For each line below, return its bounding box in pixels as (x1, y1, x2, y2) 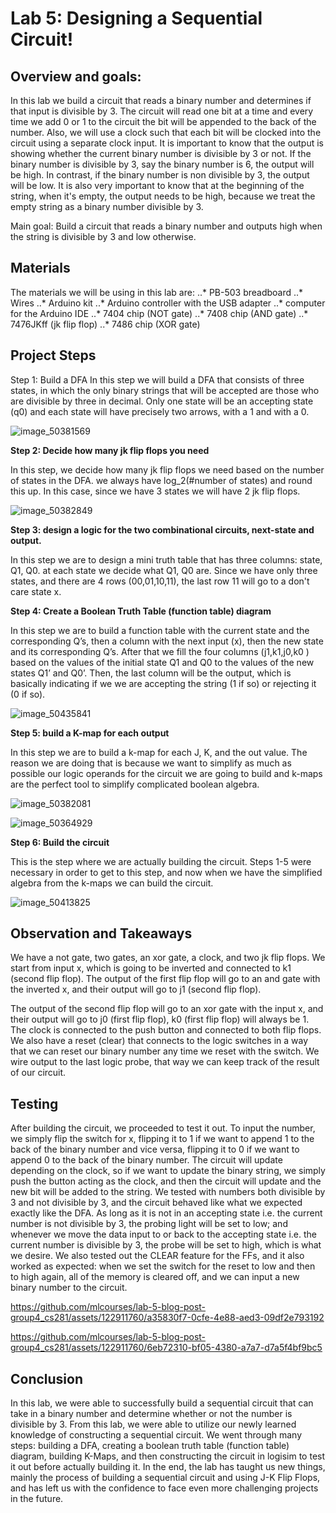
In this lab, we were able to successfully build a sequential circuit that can (10, 1397, 314, 1409)
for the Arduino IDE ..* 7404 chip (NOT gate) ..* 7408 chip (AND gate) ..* (10, 307, 309, 319)
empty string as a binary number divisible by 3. (10, 201, 204, 212)
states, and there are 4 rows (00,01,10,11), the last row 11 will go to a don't (10, 575, 310, 587)
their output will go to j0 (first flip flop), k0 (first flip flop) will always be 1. (10, 1013, 310, 1026)
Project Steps (10, 347, 97, 364)
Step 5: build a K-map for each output (10, 727, 170, 739)
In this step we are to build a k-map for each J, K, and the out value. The (10, 746, 308, 758)
